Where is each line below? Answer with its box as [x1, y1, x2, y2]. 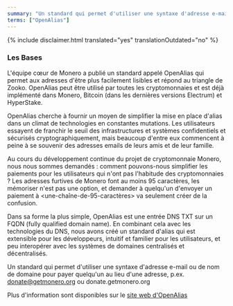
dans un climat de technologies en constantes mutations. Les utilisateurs [7, 119, 215, 127]
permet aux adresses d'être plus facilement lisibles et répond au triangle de [7, 76, 223, 84]
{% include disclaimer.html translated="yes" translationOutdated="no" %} [7, 35, 218, 44]
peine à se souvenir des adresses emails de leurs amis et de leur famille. [7, 141, 214, 149]
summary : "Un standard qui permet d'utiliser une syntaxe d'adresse [7, 10, 209, 17]
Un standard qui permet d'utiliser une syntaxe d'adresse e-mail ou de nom [7, 262, 220, 271]
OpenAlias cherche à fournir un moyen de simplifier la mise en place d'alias [7, 112, 223, 120]
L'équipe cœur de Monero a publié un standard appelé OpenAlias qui [7, 69, 205, 77]
